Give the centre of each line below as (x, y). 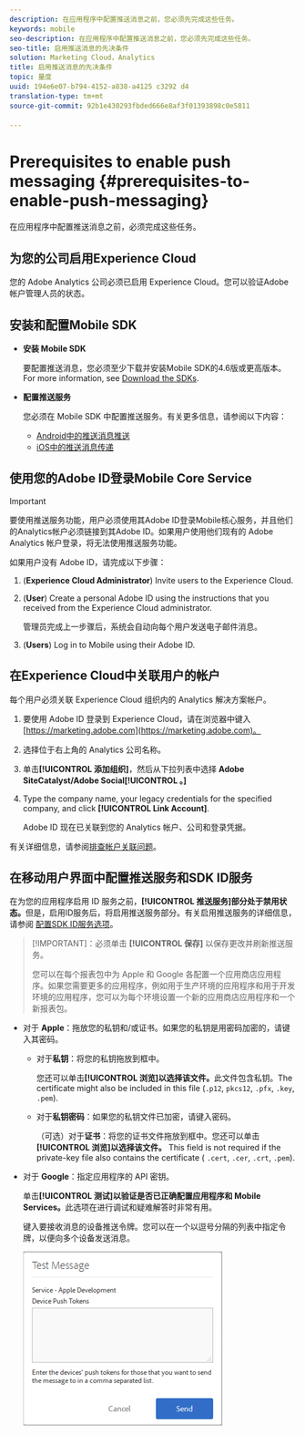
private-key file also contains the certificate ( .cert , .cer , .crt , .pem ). (166, 1158)
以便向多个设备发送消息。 (86, 1238)
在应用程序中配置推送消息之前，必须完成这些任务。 (105, 227)
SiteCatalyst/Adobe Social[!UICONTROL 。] (104, 780)
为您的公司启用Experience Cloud (103, 258)
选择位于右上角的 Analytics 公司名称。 (94, 749)
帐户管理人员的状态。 (49, 294)
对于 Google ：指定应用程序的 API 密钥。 (98, 1177)
